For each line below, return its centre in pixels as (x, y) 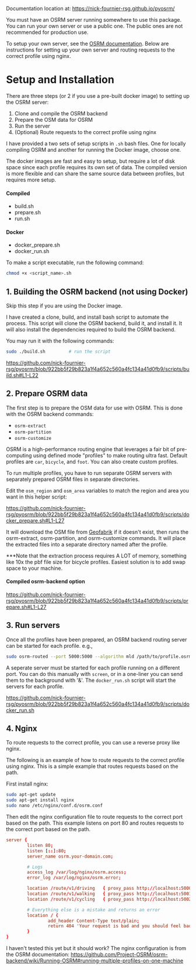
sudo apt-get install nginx (40, 800)
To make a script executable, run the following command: (75, 262)
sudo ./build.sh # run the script (58, 352)
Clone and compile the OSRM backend (61, 113)
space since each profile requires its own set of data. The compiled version (97, 167)
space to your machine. (34, 568)
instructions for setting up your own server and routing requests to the (90, 50)
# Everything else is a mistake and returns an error (94, 910)
